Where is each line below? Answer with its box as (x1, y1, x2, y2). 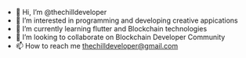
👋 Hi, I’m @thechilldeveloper (15, 8, 107, 16)
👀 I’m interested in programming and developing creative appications (15, 16, 238, 25)
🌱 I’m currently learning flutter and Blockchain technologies (15, 24, 208, 33)
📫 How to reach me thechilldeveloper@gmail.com (15, 42, 179, 50)
